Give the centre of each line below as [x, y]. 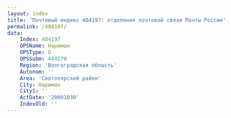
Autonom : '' [37, 71]
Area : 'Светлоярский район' [60, 78]
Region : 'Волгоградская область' [68, 65]
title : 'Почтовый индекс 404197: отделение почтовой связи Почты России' [117, 20]
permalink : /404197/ [37, 26]
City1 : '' [34, 91]
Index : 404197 [40, 40]
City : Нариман [40, 85]
